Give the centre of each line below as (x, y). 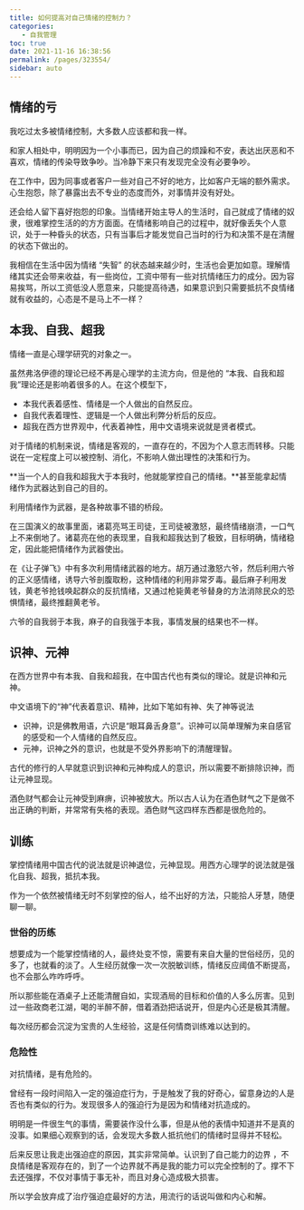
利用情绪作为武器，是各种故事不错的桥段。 (89, 507)
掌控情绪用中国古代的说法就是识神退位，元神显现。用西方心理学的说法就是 (148, 865)
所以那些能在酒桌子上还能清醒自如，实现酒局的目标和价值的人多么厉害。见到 (152, 996)
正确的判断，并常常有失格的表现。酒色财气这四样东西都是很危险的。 (144, 810)
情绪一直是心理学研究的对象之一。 (73, 354)
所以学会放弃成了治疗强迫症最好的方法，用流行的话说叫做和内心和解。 (140, 1196)
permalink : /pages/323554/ (60, 60)
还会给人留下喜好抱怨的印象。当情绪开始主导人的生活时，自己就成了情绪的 (148, 211)
